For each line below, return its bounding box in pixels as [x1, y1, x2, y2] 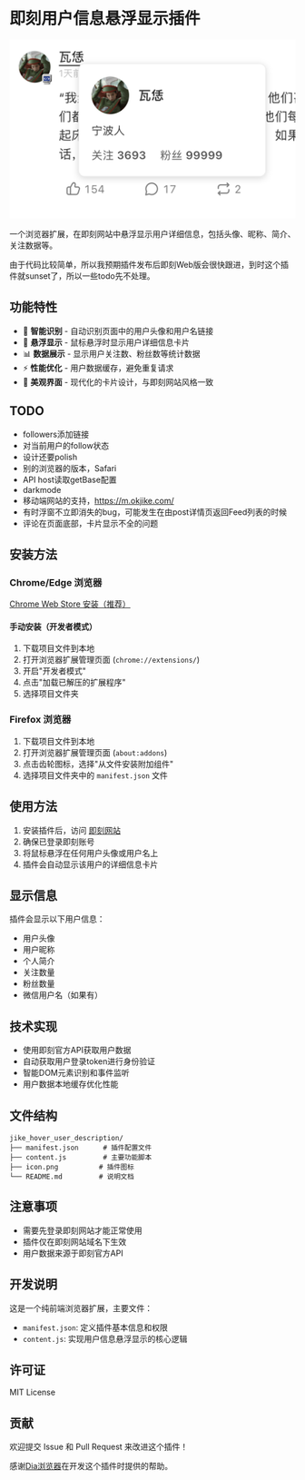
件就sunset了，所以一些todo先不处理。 [9, 270, 155, 281]
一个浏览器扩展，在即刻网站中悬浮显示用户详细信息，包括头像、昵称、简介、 [9, 228, 296, 239]
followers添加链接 [22, 429, 89, 439]
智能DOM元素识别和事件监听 [22, 1068, 130, 1079]
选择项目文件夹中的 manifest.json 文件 [22, 769, 168, 781]
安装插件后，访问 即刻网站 [22, 824, 121, 835]
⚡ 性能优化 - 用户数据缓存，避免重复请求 [22, 362, 174, 373]
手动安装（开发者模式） [9, 621, 97, 632]
